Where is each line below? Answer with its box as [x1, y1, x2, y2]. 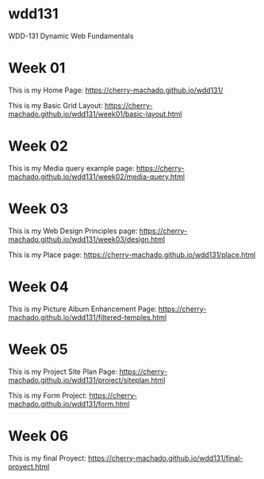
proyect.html [8, 461, 50, 471]
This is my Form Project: [8, 391, 87, 400]
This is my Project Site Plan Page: [8, 367, 117, 376]
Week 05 [8, 340, 69, 358]
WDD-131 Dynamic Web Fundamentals [8, 31, 134, 41]
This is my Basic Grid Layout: [8, 100, 103, 110]
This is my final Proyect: [8, 453, 87, 462]
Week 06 [8, 426, 69, 445]
